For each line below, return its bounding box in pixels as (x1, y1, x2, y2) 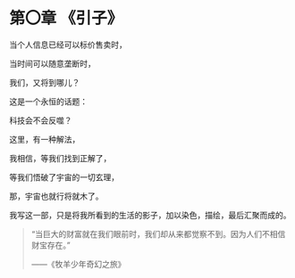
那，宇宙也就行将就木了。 (9, 191, 104, 201)
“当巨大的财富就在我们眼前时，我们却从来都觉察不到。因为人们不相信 (30, 228, 286, 239)
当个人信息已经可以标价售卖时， (9, 39, 127, 50)
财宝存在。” (30, 240, 71, 250)
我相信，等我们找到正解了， (9, 152, 112, 163)
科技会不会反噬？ (9, 115, 72, 126)
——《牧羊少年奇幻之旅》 (30, 258, 126, 269)
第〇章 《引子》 (9, 8, 123, 29)
